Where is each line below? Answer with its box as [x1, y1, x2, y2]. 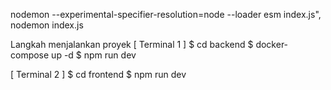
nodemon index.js [10, 19, 84, 31]
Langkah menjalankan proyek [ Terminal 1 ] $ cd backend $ [10, 39, 254, 50]
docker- [255, 39, 289, 50]
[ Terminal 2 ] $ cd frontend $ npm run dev [10, 69, 187, 80]
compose [10, 49, 50, 61]
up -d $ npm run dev [51, 49, 137, 61]
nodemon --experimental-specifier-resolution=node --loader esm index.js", [10, 9, 322, 20]
